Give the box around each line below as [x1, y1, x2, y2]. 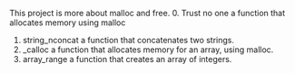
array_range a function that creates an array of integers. [22, 54, 232, 64]
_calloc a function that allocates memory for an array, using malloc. [22, 44, 274, 55]
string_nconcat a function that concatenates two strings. [22, 35, 234, 45]
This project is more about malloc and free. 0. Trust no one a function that [9, 8, 286, 18]
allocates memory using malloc [9, 17, 126, 28]
